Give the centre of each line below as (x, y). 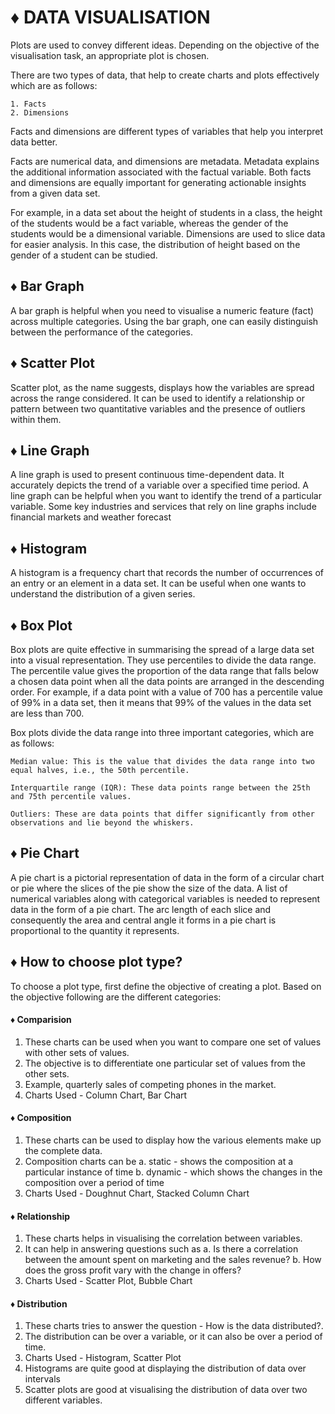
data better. (34, 142)
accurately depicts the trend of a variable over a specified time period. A (159, 485)
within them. (36, 419)
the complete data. (63, 1151)
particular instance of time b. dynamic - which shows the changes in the (173, 1172)
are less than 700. (47, 713)
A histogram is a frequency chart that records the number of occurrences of (167, 573)
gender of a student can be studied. (84, 255)
